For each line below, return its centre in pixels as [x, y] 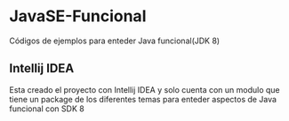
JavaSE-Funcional [78, 16]
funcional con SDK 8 [47, 109]
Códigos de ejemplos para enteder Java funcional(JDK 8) [115, 41]
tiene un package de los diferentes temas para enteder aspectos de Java [143, 99]
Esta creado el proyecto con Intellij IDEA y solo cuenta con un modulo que [144, 89]
